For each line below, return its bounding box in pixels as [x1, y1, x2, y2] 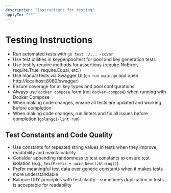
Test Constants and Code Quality [5, 130, 113, 139]
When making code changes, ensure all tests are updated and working [12, 100, 162, 106]
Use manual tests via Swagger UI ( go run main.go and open [12, 72, 139, 79]
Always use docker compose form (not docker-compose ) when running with [12, 89, 166, 95]
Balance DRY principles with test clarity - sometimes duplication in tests [12, 177, 164, 183]
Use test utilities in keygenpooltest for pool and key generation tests [12, 57, 156, 63]
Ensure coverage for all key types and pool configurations [12, 84, 135, 90]
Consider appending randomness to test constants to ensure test [12, 155, 150, 161]
